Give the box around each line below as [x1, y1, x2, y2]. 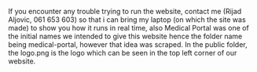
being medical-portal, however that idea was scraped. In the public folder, [8, 40, 248, 49]
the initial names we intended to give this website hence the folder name [8, 31, 243, 41]
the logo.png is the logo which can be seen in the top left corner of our [8, 49, 237, 57]
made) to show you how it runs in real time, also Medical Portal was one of [8, 23, 249, 32]
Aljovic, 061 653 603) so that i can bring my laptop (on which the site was [8, 15, 246, 24]
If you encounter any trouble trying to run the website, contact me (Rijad [8, 7, 242, 16]
